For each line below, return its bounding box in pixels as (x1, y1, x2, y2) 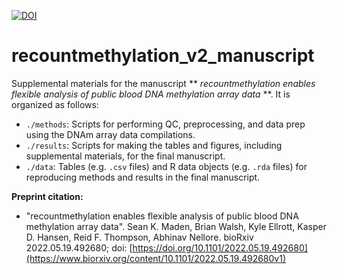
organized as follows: (11, 98, 99, 110)
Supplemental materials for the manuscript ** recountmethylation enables (11, 77, 316, 89)
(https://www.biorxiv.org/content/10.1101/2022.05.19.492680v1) (25, 252, 287, 264)
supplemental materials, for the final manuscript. (25, 150, 226, 162)
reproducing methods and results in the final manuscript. (25, 171, 261, 183)
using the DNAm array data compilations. (25, 128, 196, 140)
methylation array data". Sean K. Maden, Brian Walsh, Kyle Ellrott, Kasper (25, 220, 327, 232)
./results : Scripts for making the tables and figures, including (25, 139, 283, 151)
